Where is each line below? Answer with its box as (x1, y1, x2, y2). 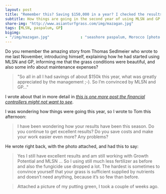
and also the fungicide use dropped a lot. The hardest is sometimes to (17, 163, 160, 169)
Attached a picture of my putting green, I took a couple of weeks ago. (17, 183, 159, 189)
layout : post (5, 7, 32, 12)
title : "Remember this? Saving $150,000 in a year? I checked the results (5, 12, 163, 17)
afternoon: (5, 114, 27, 119)
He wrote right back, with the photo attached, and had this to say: (5, 143, 139, 149)
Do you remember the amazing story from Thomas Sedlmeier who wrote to (5, 48, 158, 54)
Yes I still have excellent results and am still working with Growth (17, 153, 149, 158)
